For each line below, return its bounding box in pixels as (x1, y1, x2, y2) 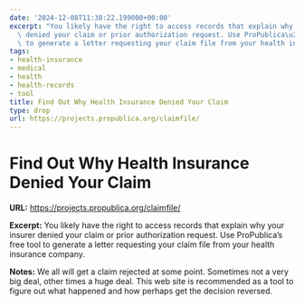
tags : (9, 47, 30, 56)
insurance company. (9, 249, 86, 260)
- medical (9, 64, 47, 73)
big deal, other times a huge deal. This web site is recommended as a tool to (9, 276, 294, 287)
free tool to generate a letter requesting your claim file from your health (9, 239, 275, 250)
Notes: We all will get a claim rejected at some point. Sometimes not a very (9, 266, 290, 277)
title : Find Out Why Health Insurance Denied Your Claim (9, 97, 229, 107)
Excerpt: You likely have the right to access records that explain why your (9, 220, 285, 231)
